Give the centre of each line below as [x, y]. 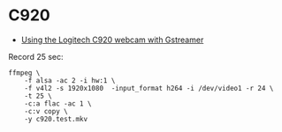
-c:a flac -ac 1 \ [58, 103]
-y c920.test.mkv [56, 119]
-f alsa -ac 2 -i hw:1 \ [70, 80]
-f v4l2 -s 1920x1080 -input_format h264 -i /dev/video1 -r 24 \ [149, 88]
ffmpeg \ [24, 73]
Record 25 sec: [36, 56]
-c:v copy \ [46, 111]
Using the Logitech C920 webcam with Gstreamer [112, 40]
